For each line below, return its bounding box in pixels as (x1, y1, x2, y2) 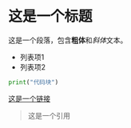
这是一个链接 (8, 94, 50, 103)
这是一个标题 (8, 7, 93, 26)
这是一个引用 (27, 110, 70, 120)
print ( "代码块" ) (8, 78, 59, 86)
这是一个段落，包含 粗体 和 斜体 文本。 (8, 35, 128, 45)
